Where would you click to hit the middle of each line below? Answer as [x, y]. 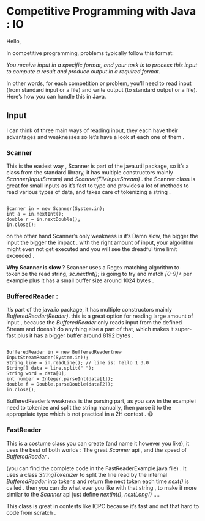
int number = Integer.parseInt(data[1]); [60, 379]
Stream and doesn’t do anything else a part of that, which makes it [90, 329]
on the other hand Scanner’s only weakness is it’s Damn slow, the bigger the [102, 236]
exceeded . [20, 256]
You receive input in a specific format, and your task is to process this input [102, 65]
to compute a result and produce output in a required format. [84, 71]
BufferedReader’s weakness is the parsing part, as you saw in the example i [102, 401]
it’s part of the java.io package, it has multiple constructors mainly [89, 310]
